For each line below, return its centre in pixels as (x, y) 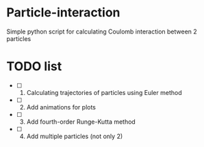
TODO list (34, 67)
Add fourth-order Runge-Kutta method (81, 122)
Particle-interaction (63, 13)
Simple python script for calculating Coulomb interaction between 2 (102, 31)
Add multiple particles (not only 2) (75, 136)
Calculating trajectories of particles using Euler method (104, 92)
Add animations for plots (61, 107)
